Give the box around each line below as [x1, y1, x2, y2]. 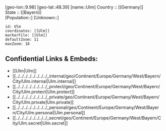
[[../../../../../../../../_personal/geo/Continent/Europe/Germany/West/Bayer [12, 104, 160, 110]
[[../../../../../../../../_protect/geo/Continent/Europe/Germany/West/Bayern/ [12, 83, 160, 89]
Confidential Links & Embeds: [5, 55, 98, 63]
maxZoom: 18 [5, 41, 30, 46]
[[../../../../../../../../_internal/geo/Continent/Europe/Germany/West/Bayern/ [12, 73, 161, 79]
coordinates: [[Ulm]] [5, 29, 50, 33]
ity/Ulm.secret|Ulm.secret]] [12, 120, 68, 126]
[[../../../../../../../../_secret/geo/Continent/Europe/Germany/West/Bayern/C [12, 115, 162, 121]
